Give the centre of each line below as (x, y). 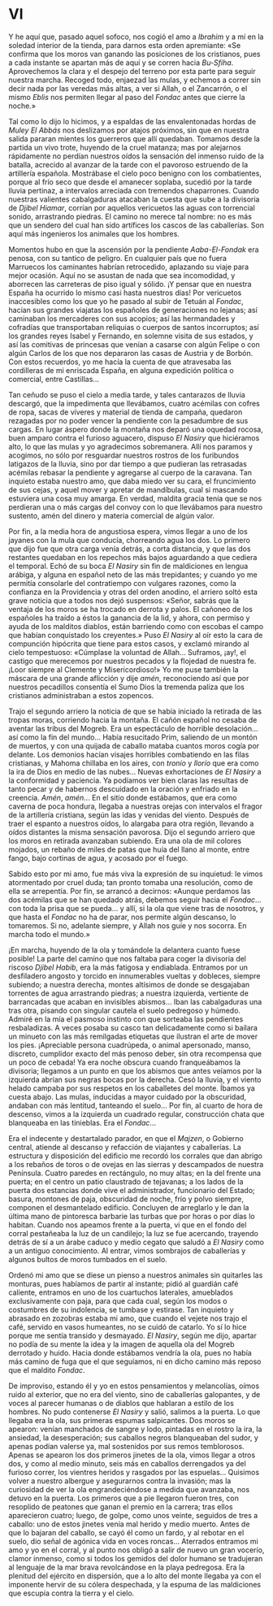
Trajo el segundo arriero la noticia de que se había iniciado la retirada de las (135, 711)
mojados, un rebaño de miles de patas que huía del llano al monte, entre (129, 849)
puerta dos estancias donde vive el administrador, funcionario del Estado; (132, 1190)
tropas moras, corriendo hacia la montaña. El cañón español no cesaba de (133, 719)
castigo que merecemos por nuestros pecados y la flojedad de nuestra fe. (132, 661)
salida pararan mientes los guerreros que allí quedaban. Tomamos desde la (134, 138)
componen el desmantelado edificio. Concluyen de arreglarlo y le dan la (129, 1207)
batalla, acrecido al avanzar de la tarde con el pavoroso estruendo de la (128, 164)
